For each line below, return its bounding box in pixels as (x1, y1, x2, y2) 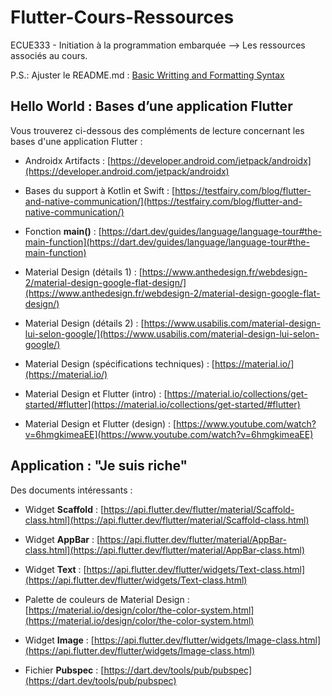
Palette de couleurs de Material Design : (24, 593, 190, 605)
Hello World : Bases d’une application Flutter (10, 98, 293, 115)
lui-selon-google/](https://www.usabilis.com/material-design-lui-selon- (24, 327, 320, 340)
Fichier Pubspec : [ (24, 664, 105, 676)
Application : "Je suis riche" (10, 457, 188, 475)
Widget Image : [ (24, 634, 95, 646)
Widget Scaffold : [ (24, 503, 104, 515)
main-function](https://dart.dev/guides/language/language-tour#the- (24, 236, 310, 248)
